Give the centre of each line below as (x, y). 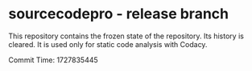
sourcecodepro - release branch (119, 14)
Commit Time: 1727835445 (53, 60)
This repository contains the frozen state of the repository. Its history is (126, 36)
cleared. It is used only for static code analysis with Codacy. (108, 44)
